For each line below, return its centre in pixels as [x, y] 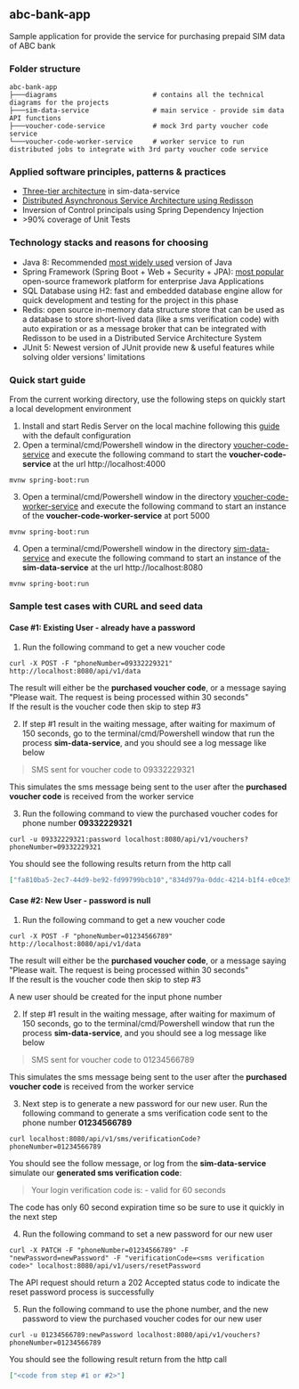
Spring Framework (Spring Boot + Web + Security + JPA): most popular [153, 272]
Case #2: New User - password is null [80, 900]
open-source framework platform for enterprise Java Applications [143, 281]
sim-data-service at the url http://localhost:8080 [112, 568]
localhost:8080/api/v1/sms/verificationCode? [115, 1140]
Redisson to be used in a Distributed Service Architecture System [142, 338]
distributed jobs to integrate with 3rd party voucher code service [139, 150]
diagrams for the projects [59, 103]
